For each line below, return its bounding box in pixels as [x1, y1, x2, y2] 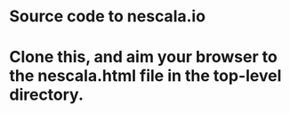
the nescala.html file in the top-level [9, 66, 282, 86]
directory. [9, 85, 85, 105]
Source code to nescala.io [9, 6, 206, 27]
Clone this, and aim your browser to [9, 47, 278, 68]
